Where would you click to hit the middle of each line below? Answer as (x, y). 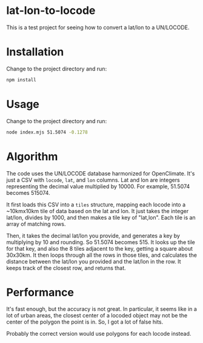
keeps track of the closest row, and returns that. (66, 268)
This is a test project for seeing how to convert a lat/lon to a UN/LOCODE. (98, 27)
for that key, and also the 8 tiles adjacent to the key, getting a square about (99, 248)
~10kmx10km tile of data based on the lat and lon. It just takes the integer (98, 211)
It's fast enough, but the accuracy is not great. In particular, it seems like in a (101, 309)
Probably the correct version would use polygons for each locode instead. (99, 334)
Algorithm (32, 156)
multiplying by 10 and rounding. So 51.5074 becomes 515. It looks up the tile (101, 242)
